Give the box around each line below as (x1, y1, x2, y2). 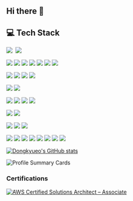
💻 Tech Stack (6, 27, 60, 38)
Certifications (6, 174, 49, 183)
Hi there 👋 (6, 6, 44, 16)
